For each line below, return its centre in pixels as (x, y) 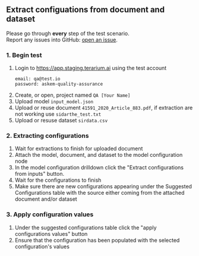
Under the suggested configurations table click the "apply (86, 227)
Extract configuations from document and (86, 10)
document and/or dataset (46, 199)
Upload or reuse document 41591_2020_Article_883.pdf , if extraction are (104, 108)
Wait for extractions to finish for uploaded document (79, 148)
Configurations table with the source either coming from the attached (99, 193)
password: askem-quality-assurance (59, 84)
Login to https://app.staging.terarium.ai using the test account (91, 68)
